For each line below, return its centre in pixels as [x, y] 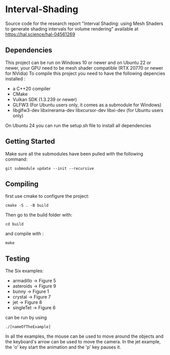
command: [16, 159]
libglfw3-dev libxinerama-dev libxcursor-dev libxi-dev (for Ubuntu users [88, 110]
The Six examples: [25, 271]
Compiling [22, 184]
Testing [18, 259]
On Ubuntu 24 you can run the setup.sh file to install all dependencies [78, 125]
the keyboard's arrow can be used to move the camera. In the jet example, [83, 342]
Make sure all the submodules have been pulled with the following [74, 154]
